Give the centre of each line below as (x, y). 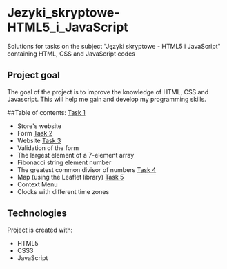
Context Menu (37, 184)
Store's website (39, 126)
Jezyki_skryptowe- (63, 13)
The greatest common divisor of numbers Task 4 (87, 169)
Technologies (37, 214)
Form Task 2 (35, 133)
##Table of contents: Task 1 (47, 112)
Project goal (33, 75)
